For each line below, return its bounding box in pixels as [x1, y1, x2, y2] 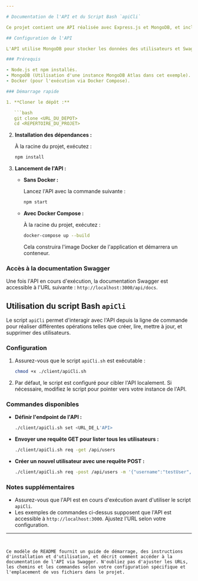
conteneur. [23, 249, 50, 256]
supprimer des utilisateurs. [6, 329, 71, 336]
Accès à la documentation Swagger [6, 264, 110, 272]
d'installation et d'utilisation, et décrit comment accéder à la [6, 554, 173, 560]
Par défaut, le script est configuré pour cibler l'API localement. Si [14, 379, 172, 387]
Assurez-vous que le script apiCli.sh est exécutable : [14, 357, 146, 364]
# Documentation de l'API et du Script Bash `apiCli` [6, 14, 141, 19]
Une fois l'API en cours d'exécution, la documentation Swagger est [6, 278, 169, 285]
